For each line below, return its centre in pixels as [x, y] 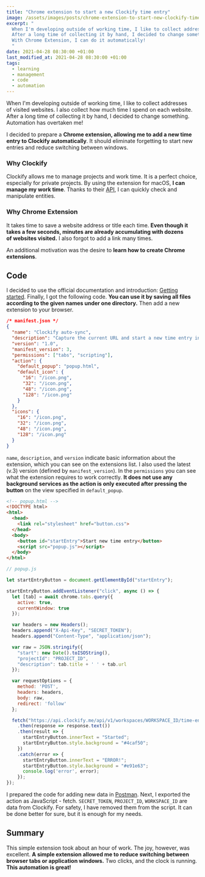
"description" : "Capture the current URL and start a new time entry [102, 338]
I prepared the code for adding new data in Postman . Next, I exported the [98, 795]
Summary [25, 833]
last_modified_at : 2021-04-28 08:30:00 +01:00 [67, 57]
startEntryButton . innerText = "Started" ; [76, 737]
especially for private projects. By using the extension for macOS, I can [95, 183]
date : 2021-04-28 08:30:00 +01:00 [50, 52]
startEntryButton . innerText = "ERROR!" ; [74, 760]
